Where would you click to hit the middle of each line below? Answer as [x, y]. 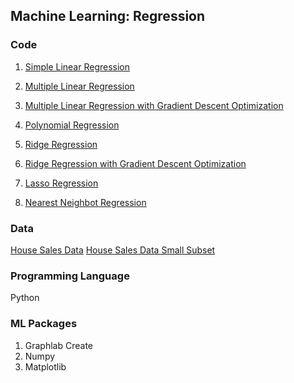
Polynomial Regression [72, 125]
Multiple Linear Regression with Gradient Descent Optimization [154, 105]
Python [25, 298]
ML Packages [44, 324]
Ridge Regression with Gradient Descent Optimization [135, 163]
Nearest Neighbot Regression [85, 202]
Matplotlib [45, 366]
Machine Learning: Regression [108, 16]
